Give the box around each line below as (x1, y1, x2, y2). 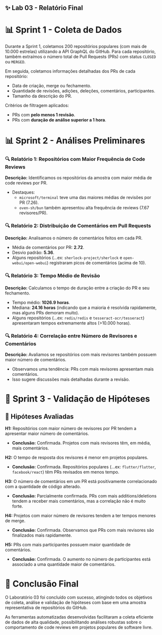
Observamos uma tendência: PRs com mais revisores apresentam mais (12, 366, 154, 372)
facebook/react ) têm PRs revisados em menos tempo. (12, 469, 119, 475)
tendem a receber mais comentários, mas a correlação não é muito (12, 498, 146, 504)
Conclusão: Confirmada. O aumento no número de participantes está (12, 556, 151, 562)
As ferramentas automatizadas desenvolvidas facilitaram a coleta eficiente (5, 614, 154, 620)
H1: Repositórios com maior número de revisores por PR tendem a (5, 425, 137, 431)
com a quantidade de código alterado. (5, 483, 81, 489)
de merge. (5, 518, 26, 524)
